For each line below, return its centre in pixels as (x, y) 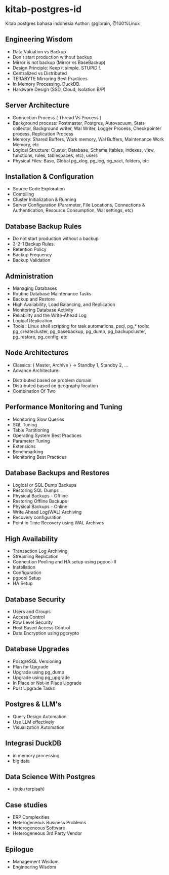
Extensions (24, 446)
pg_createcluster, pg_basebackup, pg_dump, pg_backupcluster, (79, 331)
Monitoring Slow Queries (38, 419)
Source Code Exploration (39, 189)
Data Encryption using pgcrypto (46, 633)
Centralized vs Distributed (40, 73)
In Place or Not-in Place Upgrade (47, 683)
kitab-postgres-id (44, 9)
